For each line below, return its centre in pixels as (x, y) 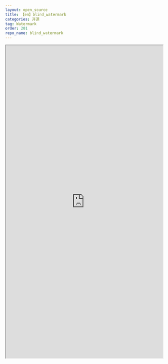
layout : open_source (27, 10)
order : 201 (16, 29)
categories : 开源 (22, 19)
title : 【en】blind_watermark (36, 15)
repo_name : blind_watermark (34, 33)
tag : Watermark (21, 24)
